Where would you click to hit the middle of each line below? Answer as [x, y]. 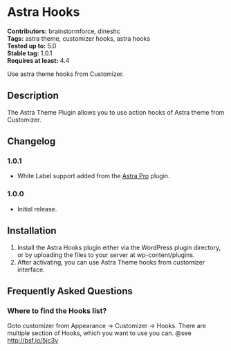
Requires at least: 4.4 [38, 60]
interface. [31, 269]
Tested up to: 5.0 [32, 46]
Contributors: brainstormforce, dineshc [64, 31]
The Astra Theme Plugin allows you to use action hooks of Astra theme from [116, 112]
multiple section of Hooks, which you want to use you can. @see [99, 333]
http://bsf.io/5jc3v [33, 341]
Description [33, 96]
